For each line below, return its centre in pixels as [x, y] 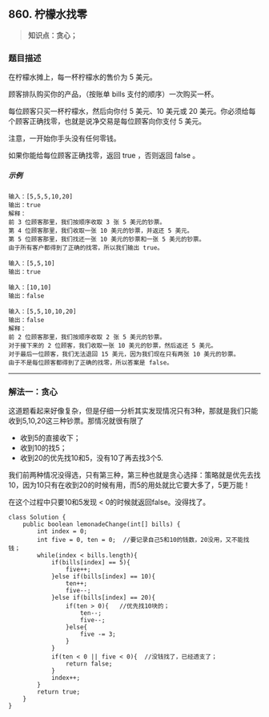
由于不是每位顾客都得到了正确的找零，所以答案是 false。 [91, 363]
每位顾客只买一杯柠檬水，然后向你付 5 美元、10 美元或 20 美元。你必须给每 [132, 112]
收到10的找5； [43, 448]
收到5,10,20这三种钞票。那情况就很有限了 [76, 421]
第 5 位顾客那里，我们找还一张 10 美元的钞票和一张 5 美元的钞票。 [107, 239]
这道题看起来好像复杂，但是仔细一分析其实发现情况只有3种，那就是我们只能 [133, 411]
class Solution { [37, 517]
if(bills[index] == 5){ [90, 563]
